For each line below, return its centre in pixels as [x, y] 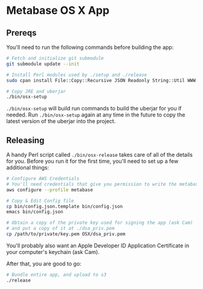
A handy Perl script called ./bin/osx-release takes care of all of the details [100, 155]
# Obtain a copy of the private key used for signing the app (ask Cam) [100, 223]
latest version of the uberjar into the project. [61, 121]
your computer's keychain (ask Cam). [53, 252]
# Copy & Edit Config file [40, 201]
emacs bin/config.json [35, 212]
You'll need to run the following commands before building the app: [90, 47]
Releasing [25, 140]
